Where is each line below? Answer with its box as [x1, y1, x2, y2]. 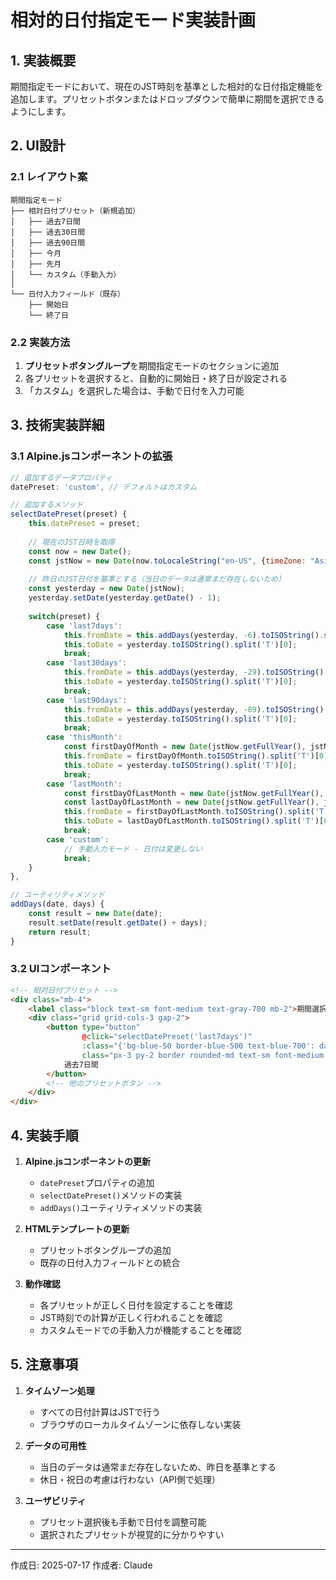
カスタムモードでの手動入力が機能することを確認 [39, 1324, 242, 1336]
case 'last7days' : [46, 621, 123, 631]
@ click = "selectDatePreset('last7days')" [81, 1032, 253, 1042]
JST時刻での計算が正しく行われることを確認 [39, 1312, 223, 1324]
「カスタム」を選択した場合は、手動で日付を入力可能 [24, 384, 245, 396]
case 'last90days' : [46, 695, 128, 705]
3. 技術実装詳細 [10, 417, 105, 434]
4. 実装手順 [10, 1127, 79, 1144]
